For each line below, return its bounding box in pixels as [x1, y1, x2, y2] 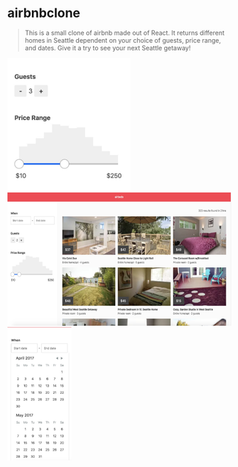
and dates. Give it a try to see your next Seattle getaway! [24, 43, 191, 52]
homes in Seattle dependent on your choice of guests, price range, [24, 36, 222, 44]
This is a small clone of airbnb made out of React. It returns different [24, 28, 225, 37]
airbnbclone [7, 5, 80, 21]
